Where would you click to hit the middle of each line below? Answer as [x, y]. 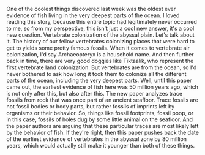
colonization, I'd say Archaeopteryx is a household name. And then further [100, 54]
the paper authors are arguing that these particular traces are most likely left [102, 126]
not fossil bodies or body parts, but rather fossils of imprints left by [91, 106]
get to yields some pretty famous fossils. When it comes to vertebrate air [98, 48]
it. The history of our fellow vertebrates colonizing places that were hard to [101, 41]
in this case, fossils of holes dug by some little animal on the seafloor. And [100, 119]
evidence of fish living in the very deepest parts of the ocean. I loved [93, 15]
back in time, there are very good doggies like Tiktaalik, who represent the [100, 61]
